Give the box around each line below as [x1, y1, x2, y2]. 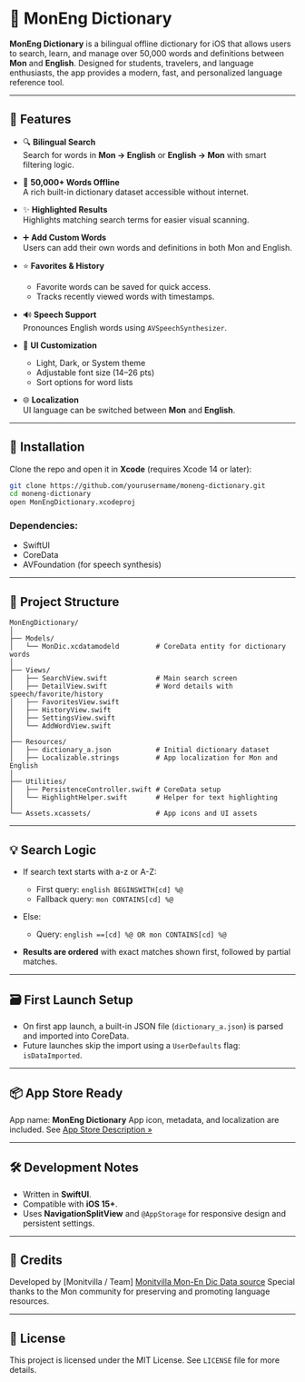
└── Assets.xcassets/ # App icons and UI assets [9, 809, 258, 819]
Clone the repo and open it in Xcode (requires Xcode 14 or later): [9, 463, 252, 474]
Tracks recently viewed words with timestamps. [35, 291, 215, 302]
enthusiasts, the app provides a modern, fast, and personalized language [9, 67, 283, 78]
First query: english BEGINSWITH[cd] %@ [35, 884, 183, 895]
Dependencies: [9, 520, 79, 532]
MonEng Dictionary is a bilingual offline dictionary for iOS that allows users [9, 38, 291, 49]
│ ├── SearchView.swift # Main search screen [9, 674, 238, 683]
